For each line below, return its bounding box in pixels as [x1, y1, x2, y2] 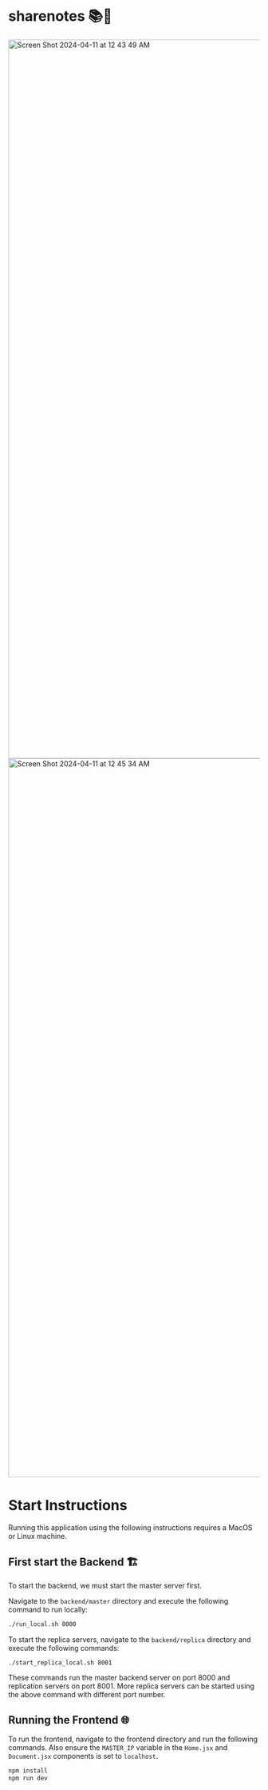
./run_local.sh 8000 [8, 1620, 77, 1628]
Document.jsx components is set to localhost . [8, 1752, 158, 1761]
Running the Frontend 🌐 [8, 1713, 130, 1727]
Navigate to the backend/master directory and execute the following [8, 1596, 229, 1605]
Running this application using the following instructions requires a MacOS [8, 1522, 253, 1532]
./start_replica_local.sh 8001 [8, 1658, 112, 1667]
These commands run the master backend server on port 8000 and [8, 1673, 231, 1683]
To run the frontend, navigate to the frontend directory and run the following [8, 1734, 258, 1744]
